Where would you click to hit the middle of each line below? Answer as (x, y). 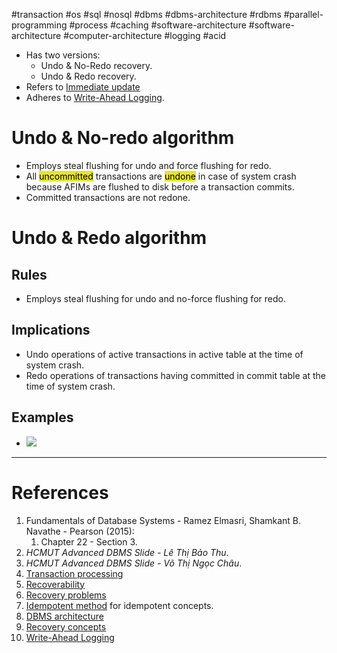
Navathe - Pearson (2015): (80, 531)
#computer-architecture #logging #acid (145, 35)
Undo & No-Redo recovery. (96, 65)
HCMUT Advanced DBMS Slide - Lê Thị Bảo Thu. (127, 552)
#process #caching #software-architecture (158, 25)
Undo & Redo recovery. (88, 76)
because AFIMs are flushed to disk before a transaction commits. (160, 186)
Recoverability (55, 584)
